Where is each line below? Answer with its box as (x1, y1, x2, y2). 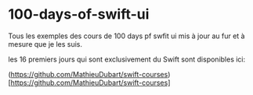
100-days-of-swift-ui (8, 5, 150, 23)
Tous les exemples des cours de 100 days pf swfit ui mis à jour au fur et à (8, 31, 245, 40)
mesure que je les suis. (8, 39, 83, 48)
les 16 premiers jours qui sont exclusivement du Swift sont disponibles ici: (8, 55, 246, 64)
